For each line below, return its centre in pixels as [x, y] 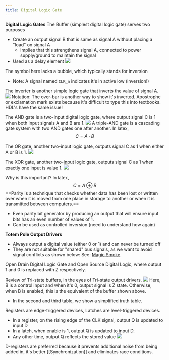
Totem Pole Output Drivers [34, 234]
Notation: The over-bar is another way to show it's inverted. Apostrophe [86, 97]
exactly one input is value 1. [34, 168]
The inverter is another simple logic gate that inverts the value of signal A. [82, 91]
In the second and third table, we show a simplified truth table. [77, 301]
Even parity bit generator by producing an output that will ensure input [86, 213]
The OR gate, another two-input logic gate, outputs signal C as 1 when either [85, 146]
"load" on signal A [31, 45]
